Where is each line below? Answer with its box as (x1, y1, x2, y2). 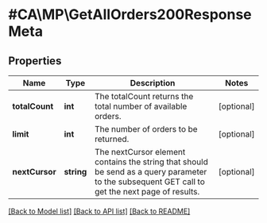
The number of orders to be (94, 124, 198, 134)
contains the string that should (94, 156, 208, 167)
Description (130, 78, 176, 88)
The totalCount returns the (94, 91, 194, 102)
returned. (94, 133, 130, 144)
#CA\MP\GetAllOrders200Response (8, 6, 252, 24)
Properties (8, 54, 62, 67)
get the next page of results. (94, 186, 200, 197)
